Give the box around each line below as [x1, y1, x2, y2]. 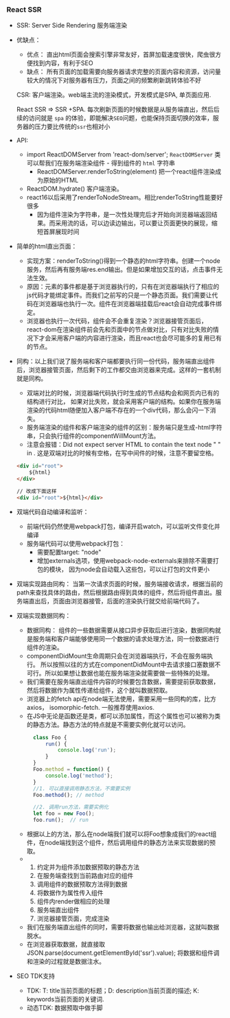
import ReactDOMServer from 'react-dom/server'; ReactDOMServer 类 [26, 150, 221, 159]
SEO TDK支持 [16, 972, 56, 980]
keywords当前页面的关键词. [26, 995, 104, 1004]
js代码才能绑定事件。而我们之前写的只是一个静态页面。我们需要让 [26, 291, 212, 299]
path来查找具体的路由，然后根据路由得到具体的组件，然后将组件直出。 [16, 588, 216, 597]
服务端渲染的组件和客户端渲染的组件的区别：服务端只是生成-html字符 [26, 424, 222, 432]
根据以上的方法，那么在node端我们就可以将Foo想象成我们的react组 [26, 830, 217, 838]
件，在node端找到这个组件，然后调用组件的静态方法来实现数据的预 [26, 839, 216, 847]
